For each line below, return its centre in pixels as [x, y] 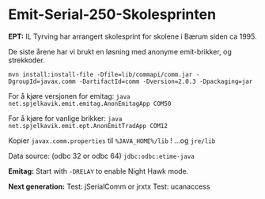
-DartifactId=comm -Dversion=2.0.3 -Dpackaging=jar [166, 81]
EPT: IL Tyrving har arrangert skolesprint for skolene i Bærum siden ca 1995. [132, 36]
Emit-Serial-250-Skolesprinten [112, 15]
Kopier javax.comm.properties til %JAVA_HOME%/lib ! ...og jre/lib [112, 141]
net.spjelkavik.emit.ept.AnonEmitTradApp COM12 [88, 126]
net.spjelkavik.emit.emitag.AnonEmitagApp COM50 [90, 103]
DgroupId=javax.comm [42, 81]
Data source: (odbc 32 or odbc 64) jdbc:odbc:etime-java [102, 156]
